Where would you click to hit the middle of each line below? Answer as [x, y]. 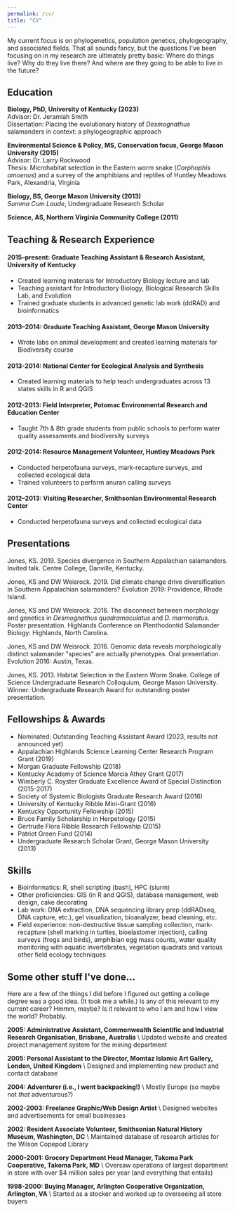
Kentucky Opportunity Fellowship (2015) [75, 811]
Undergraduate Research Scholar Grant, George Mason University [113, 841]
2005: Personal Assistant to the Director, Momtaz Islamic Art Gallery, [110, 1059]
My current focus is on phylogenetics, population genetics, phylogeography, [117, 40]
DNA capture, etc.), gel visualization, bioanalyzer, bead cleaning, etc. [117, 917]
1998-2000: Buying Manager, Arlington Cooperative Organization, [106, 1187]
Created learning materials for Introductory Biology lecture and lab [113, 280]
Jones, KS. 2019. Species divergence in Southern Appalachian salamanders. [117, 561]
